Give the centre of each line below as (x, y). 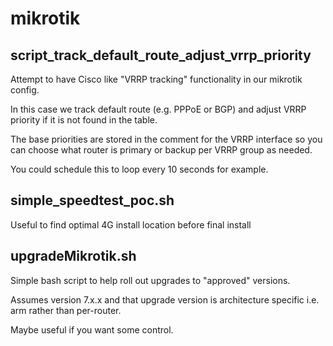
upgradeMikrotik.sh (73, 256)
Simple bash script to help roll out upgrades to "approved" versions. (150, 280)
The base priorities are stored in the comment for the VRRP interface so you (166, 139)
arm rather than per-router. (66, 310)
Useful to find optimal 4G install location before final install (131, 224)
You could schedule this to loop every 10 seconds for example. (139, 169)
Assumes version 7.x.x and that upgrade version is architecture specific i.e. (165, 299)
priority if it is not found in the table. (84, 120)
